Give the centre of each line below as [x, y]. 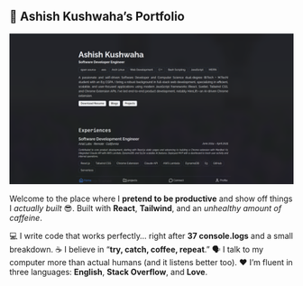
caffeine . [26, 217]
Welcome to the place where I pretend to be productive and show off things [151, 198]
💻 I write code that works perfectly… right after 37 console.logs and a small [151, 235]
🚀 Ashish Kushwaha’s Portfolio [97, 17]
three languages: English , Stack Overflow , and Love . [109, 272]
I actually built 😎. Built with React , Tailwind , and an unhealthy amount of [146, 208]
